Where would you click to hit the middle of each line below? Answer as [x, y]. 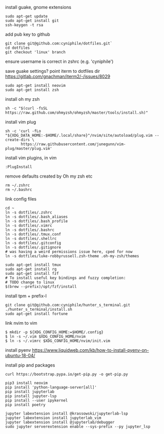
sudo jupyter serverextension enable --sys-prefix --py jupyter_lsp [78, 427]
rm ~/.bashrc [19, 190]
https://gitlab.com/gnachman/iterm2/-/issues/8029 [58, 76]
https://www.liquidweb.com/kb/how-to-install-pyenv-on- [91, 350]
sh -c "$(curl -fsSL [27, 108]
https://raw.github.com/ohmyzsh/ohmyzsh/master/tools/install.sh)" [77, 113]
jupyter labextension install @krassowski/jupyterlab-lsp [67, 414]
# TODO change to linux [30, 282]
